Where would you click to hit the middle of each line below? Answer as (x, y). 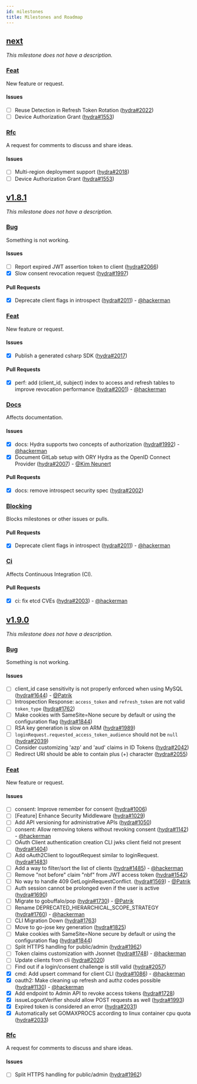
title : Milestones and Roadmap (45, 17)
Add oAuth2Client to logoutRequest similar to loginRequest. (87, 855)
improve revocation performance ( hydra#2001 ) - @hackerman (90, 389)
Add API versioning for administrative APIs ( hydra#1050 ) (83, 822)
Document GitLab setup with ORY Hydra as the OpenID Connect (93, 457)
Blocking (19, 506)
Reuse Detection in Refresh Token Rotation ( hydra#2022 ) (84, 110)
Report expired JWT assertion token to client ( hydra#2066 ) (86, 266)
